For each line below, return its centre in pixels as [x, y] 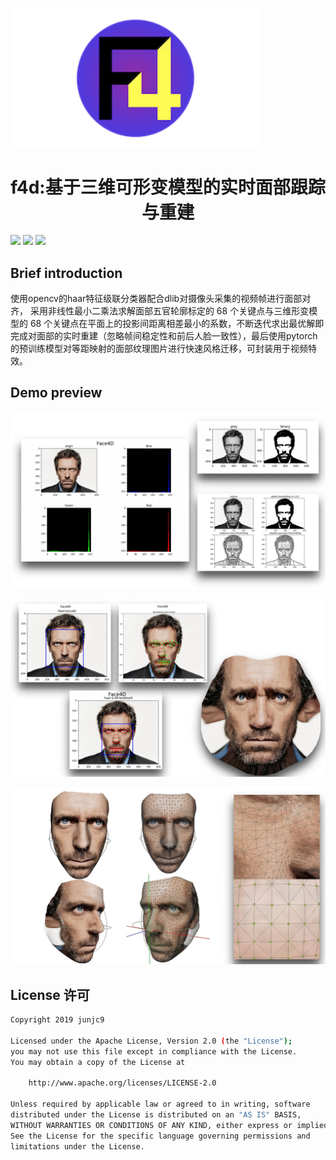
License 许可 [50, 994]
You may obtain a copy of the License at [98, 1062]
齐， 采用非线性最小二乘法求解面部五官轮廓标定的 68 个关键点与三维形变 [160, 311]
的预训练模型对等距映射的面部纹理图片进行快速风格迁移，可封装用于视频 [159, 349]
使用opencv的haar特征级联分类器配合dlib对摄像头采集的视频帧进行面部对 [161, 299]
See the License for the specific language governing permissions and [160, 1136]
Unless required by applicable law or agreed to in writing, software [160, 1104]
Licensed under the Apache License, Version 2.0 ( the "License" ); [151, 1041]
